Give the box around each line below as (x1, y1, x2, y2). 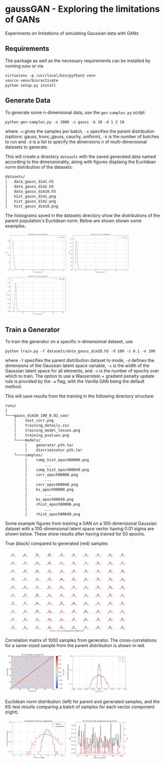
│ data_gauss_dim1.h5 (5, 179, 54, 184)
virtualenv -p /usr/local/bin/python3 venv (5, 73, 96, 78)
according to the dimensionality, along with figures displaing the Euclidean (5, 159, 156, 165)
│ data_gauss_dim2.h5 (5, 184, 54, 189)
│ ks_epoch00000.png (25, 487, 74, 492)
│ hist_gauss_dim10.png (5, 204, 58, 209)
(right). (5, 709, 19, 715)
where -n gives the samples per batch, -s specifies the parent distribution (5, 128, 155, 134)
